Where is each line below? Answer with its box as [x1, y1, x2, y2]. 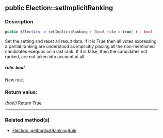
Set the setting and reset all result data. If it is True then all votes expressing [5, 38, 157, 44]
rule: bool [5, 65, 25, 71]
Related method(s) [5, 116, 50, 123]
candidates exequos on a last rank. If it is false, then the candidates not [5, 48, 147, 54]
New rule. [5, 77, 24, 83]
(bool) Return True [5, 100, 42, 106]
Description [5, 18, 33, 25]
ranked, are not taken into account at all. [5, 53, 86, 60]
